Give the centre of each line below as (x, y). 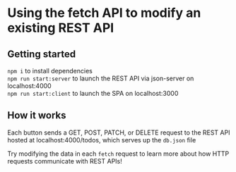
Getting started (42, 54)
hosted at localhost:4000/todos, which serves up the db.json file (102, 140)
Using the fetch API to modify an (104, 13)
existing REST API (61, 28)
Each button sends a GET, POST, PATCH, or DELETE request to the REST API (119, 133)
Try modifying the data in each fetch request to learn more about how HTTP (118, 154)
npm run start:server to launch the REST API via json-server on (101, 78)
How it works (37, 115)
